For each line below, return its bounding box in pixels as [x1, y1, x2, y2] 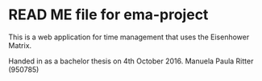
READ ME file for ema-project [8, 6, 209, 24]
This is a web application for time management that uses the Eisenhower [8, 32, 250, 42]
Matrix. [8, 40, 32, 50]
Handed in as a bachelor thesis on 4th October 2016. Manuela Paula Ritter [8, 56, 254, 66]
